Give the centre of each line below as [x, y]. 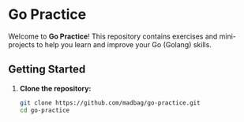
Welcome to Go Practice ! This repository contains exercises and [113, 36]
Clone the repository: [55, 88]
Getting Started [47, 70]
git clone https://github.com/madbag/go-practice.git [110, 103]
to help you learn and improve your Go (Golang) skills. [124, 44]
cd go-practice [45, 110]
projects [22, 44]
